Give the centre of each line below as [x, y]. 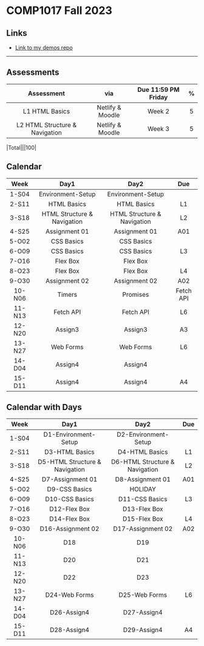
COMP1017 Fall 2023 [59, 11]
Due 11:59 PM [159, 89]
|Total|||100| [21, 147]
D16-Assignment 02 [70, 529]
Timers [67, 294]
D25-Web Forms [143, 595]
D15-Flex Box [143, 519]
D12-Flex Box [70, 509]
